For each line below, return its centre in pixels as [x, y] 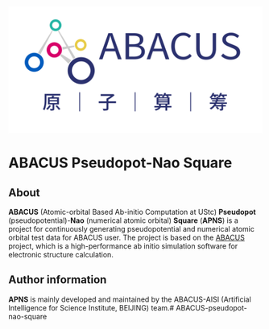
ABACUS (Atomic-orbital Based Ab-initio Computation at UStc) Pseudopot [132, 212]
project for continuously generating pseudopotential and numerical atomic [132, 229]
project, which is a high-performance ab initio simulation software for [123, 246]
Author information [58, 280]
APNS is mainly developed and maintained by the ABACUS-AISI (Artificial [130, 299]
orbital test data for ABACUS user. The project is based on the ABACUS [127, 237]
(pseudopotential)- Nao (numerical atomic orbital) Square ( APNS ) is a [124, 220]
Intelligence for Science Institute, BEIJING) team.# [91, 307]
